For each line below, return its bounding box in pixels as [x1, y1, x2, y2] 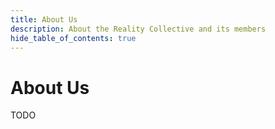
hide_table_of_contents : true [10, 33, 137, 43]
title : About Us [10, 14, 78, 25]
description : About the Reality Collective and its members [10, 24, 267, 34]
